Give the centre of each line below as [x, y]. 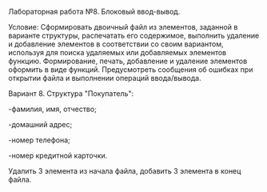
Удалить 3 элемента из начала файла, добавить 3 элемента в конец [125, 171]
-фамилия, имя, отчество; [53, 109]
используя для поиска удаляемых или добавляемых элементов [118, 52]
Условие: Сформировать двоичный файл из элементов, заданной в [123, 27]
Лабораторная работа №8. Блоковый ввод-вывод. [94, 12]
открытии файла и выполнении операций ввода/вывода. [105, 78]
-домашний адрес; [40, 124]
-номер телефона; [39, 140]
